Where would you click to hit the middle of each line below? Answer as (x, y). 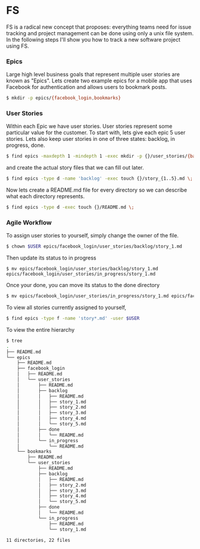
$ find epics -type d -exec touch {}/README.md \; (70, 207)
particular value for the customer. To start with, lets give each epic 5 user (96, 132)
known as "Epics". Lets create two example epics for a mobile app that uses (99, 81)
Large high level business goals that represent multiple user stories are (93, 75)
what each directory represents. (46, 196)
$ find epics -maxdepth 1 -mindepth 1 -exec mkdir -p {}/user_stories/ (97, 156)
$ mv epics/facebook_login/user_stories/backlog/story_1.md (82, 269)
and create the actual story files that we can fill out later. (75, 168)
